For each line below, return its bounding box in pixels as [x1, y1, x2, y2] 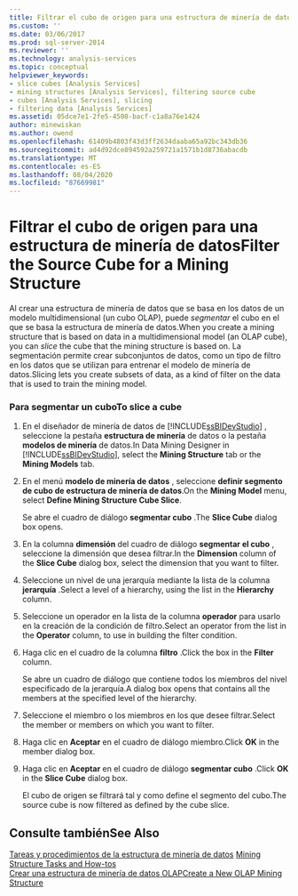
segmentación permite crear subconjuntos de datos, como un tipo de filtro [9, 351, 281, 361]
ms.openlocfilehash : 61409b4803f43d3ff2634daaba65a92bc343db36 [9, 137, 248, 146]
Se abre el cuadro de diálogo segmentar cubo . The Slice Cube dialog [21, 513, 278, 523]
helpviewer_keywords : [9, 71, 90, 80]
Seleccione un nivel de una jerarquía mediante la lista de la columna [21, 575, 271, 585]
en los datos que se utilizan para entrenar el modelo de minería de [9, 359, 251, 370]
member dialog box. [21, 747, 96, 757]
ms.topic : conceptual [9, 63, 90, 72]
